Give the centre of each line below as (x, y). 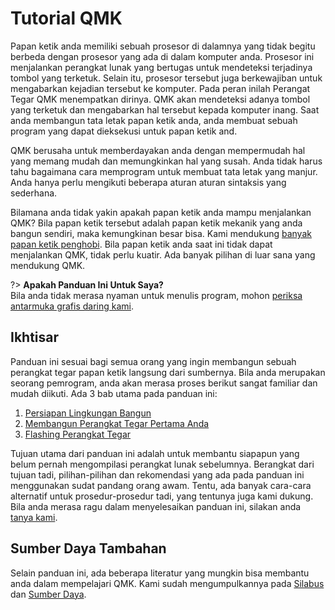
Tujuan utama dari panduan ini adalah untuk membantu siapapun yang (155, 453)
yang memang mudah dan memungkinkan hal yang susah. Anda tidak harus (166, 161)
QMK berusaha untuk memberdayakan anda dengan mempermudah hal (158, 150)
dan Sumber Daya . (48, 594)
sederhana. (34, 193)
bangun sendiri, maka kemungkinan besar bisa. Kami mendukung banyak (161, 233)
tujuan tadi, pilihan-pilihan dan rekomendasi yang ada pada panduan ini (157, 474)
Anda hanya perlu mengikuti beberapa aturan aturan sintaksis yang (148, 182)
